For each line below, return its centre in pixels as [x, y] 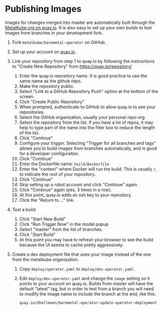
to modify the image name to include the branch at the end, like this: [88, 294]
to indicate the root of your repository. [57, 174]
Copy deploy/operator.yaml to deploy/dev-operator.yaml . [77, 269]
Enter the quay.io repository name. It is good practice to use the [83, 76]
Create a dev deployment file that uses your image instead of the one [81, 254]
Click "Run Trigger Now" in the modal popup [64, 224]
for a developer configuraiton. [49, 153]
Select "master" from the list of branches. [61, 229]
